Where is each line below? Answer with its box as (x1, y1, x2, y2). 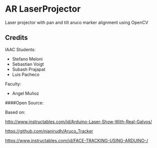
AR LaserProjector (5, 3, 81, 15)
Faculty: (5, 81, 21, 87)
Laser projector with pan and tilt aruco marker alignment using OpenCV (5, 19, 149, 25)
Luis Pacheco (12, 72, 40, 77)
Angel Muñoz (12, 90, 39, 96)
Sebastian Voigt (12, 61, 44, 67)
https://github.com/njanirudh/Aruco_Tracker (5, 128, 94, 134)
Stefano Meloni (12, 56, 43, 62)
